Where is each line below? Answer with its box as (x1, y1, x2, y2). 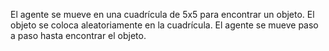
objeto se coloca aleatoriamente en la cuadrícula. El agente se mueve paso (10, 19, 319, 31)
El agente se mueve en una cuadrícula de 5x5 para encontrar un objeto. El (10, 9, 315, 20)
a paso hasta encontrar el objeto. (10, 30, 147, 41)
